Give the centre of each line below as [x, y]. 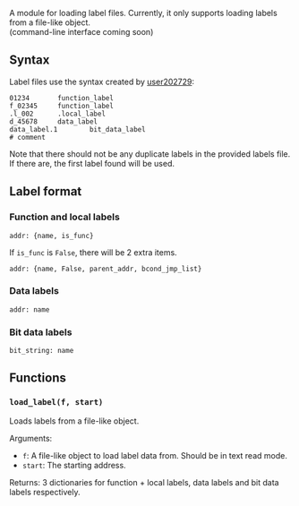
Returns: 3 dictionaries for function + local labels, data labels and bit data [144, 482]
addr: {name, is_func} [51, 236]
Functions [38, 378]
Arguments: [31, 438]
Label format [46, 192]
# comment [28, 137]
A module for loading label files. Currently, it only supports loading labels [143, 13]
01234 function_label [62, 98]
